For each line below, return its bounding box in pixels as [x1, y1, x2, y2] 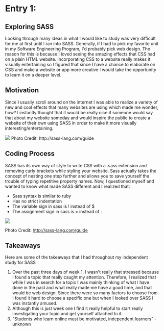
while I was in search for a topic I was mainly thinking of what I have [12, 280, 149, 285]
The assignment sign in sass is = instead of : [12, 208, 102, 214]
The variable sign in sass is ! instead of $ [12, 203, 95, 209]
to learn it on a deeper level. [5, 72, 62, 77]
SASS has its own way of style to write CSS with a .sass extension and [5, 162, 147, 168]
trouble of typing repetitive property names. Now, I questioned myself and [5, 178, 154, 184]
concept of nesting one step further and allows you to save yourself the [5, 173, 150, 179]
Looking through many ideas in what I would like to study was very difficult [5, 35, 156, 41]
